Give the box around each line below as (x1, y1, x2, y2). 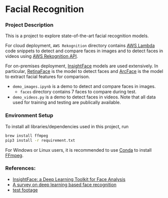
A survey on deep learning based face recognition (12, 181, 117, 187)
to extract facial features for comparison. (5, 74, 90, 80)
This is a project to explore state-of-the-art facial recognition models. (5, 33, 149, 39)
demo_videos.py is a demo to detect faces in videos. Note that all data (12, 94, 156, 100)
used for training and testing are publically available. (12, 100, 121, 106)
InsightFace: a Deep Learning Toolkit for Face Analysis (12, 176, 126, 182)
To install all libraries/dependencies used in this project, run (5, 123, 129, 129)
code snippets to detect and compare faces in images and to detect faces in (5, 48, 163, 54)
